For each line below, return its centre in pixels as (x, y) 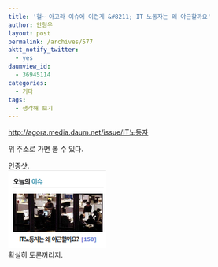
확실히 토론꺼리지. (36, 255)
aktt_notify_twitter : (44, 50)
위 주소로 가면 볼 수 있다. (46, 149)
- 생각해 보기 (34, 108)
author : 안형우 (31, 25)
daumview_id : (30, 67)
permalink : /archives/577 (50, 42)
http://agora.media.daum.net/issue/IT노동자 (78, 132)
